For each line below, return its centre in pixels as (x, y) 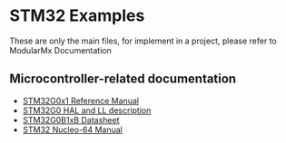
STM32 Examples (77, 16)
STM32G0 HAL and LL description (87, 110)
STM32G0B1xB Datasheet (71, 119)
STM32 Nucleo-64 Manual (72, 129)
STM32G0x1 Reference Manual (80, 100)
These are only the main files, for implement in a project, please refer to (143, 41)
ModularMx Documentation (60, 50)
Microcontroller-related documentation (123, 79)
